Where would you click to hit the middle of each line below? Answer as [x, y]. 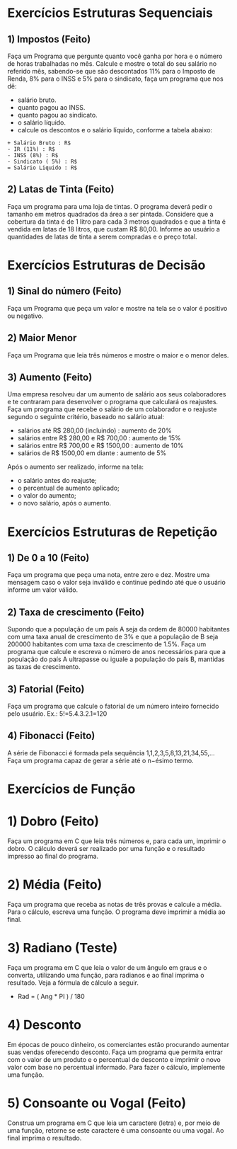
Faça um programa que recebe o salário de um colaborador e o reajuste [112, 409]
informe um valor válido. [43, 590]
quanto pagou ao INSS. [51, 107]
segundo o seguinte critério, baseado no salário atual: [86, 417]
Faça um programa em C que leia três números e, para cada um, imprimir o [117, 841]
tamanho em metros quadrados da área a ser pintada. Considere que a [110, 214]
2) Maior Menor [42, 338]
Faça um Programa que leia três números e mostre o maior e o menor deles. [118, 355]
